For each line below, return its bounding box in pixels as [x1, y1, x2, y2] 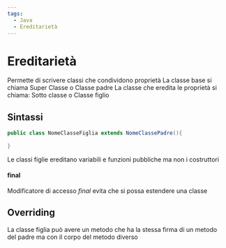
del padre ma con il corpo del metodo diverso [7, 233, 138, 241]
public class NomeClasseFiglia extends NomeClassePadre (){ [7, 130, 183, 137]
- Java [13, 17, 33, 24]
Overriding [7, 207, 56, 219]
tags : [7, 10, 23, 17]
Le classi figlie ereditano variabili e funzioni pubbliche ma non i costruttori [7, 155, 220, 164]
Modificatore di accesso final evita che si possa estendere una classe [7, 186, 208, 195]
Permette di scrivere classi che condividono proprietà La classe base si [7, 76, 212, 84]
